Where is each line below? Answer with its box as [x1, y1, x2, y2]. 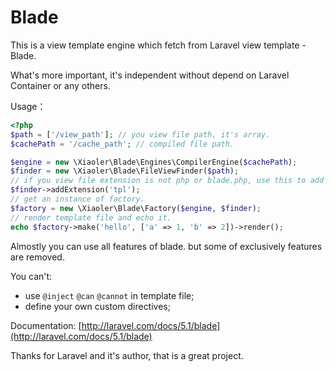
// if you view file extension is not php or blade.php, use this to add [10, 176, 325, 186]
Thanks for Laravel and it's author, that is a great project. [10, 349, 244, 361]
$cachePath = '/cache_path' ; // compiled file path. [10, 139, 235, 149]
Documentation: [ [10, 319, 82, 331]
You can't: [10, 270, 53, 282]
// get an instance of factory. [10, 194, 145, 205]
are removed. [10, 251, 65, 263]
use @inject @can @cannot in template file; [24, 289, 195, 301]
